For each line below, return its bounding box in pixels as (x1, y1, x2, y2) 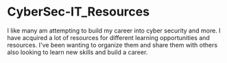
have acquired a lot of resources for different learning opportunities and (7, 33, 211, 41)
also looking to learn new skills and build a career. (7, 48, 148, 56)
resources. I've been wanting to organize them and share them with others (7, 41, 218, 49)
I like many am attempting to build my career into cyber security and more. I (7, 26, 221, 35)
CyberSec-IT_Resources (7, 4, 150, 20)
